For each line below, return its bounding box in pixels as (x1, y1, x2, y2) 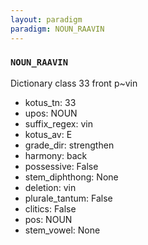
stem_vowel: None (24, 224, 101, 236)
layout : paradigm (10, 14, 83, 25)
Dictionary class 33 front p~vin (10, 77, 138, 89)
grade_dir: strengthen (24, 139, 115, 151)
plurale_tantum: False (24, 192, 113, 204)
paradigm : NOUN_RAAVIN (10, 24, 105, 34)
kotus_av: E (24, 128, 73, 140)
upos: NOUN (24, 107, 78, 119)
